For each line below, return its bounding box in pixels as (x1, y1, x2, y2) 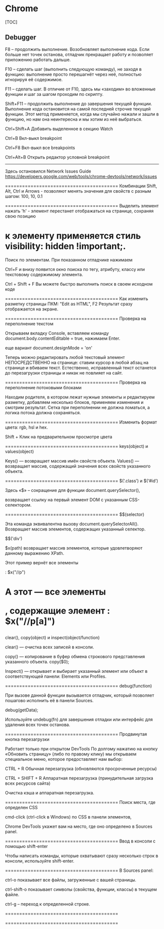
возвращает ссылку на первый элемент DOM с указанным (5, 497, 128, 503)
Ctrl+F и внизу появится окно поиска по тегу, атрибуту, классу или (5, 266, 145, 272)
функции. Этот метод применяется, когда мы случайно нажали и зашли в (5, 111, 159, 117)
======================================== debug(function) (5, 683, 152, 688)
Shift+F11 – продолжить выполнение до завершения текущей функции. (5, 101, 152, 107)
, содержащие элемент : (5, 605, 110, 616)
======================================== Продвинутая (5, 731, 147, 737)
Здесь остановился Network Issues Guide (5, 168, 91, 174)
